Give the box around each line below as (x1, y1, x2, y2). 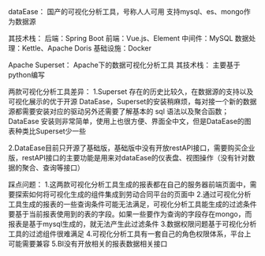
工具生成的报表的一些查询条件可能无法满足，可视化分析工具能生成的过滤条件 (8, 200, 257, 209)
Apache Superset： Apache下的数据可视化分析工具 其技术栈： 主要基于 (8, 60, 241, 70)
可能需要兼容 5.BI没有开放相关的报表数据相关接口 (8, 239, 168, 248)
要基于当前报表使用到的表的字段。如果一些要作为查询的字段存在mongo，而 (8, 209, 252, 219)
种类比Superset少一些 (14, 126, 87, 136)
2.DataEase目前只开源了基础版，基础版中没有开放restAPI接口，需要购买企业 (8, 143, 256, 152)
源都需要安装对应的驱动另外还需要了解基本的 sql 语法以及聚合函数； (8, 107, 230, 116)
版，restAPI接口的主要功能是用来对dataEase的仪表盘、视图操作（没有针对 (8, 153, 248, 162)
